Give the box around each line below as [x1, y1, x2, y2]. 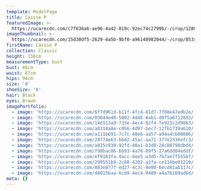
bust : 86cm [6, 64, 33, 71]
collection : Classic [6, 48, 58, 54]
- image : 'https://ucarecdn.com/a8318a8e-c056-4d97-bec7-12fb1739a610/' [11, 126, 197, 132]
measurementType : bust [6, 59, 63, 65]
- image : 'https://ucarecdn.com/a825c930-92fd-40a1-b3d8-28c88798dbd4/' [11, 142, 197, 148]
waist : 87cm [6, 70, 36, 76]
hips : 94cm [6, 75, 33, 81]
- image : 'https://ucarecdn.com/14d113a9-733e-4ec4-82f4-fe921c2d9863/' [11, 120, 197, 126]
